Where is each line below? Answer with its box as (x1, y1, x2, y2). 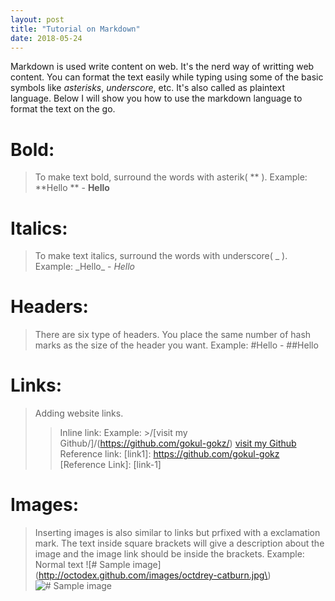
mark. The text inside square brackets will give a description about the (34, 537, 325, 550)
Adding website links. (34, 407, 124, 420)
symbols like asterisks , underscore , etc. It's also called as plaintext (10, 82, 286, 94)
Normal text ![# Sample (34, 559, 131, 571)
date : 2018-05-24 (10, 33, 83, 43)
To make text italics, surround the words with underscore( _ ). (34, 250, 288, 262)
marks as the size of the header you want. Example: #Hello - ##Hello (34, 339, 319, 351)
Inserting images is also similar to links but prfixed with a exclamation (34, 527, 321, 539)
